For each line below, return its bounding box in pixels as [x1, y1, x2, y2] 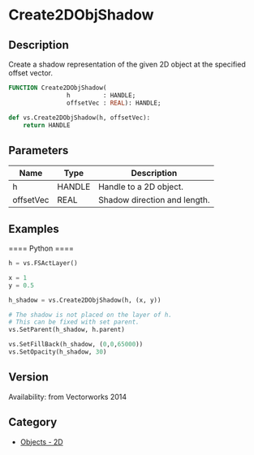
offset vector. [8, 68, 53, 78]
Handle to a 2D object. [98, 181, 184, 192]
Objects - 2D [19, 436, 63, 447]
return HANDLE [23, 121, 71, 129]
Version [8, 371, 49, 384]
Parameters [8, 144, 69, 157]
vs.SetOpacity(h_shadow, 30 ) [8, 348, 107, 356]
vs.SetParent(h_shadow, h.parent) [8, 326, 126, 334]
